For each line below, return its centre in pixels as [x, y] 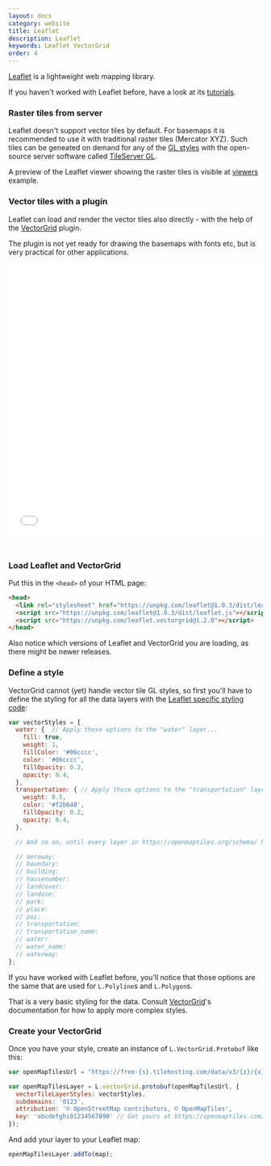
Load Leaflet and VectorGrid [65, 565]
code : [18, 707]
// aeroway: [36, 857]
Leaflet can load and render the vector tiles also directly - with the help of [131, 219]
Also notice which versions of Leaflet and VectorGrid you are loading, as [129, 643]
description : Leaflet [45, 38]
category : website [39, 23]
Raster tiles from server [56, 112]
